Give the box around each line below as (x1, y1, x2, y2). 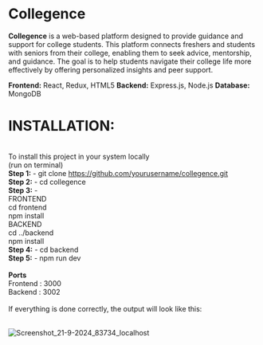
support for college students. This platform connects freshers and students (8, 39, 256, 49)
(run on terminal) (8, 160, 64, 170)
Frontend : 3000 (8, 278, 62, 288)
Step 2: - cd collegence (8, 177, 86, 186)
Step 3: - (8, 185, 38, 195)
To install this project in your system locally (8, 151, 150, 161)
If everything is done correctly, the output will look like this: (8, 304, 202, 313)
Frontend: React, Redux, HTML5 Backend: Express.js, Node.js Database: (8, 80, 250, 90)
